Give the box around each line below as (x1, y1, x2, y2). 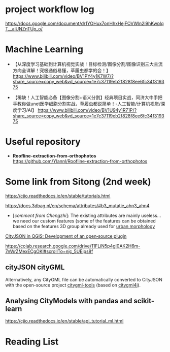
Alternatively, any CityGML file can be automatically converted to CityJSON (5, 276, 162, 282)
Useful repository (5, 136, 81, 148)
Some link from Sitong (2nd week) (5, 176, 151, 187)
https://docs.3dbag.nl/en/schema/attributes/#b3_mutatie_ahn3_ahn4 (5, 202, 150, 209)
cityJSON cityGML (5, 263, 65, 272)
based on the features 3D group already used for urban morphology (12, 223, 155, 229)
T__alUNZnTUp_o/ (5, 25, 43, 31)
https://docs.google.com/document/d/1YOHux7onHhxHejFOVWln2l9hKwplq (5, 20, 164, 26)
